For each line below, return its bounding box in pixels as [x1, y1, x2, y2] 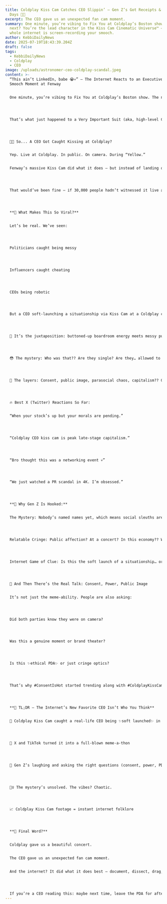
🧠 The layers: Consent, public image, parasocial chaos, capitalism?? [9, 378, 159, 383]
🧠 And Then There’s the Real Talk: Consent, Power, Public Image [9, 581, 148, 586]
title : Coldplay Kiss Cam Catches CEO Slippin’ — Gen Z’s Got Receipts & [5, 7, 162, 12]
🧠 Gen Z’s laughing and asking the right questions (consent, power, [9, 762, 157, 768]
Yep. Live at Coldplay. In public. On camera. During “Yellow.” [9, 153, 146, 158]
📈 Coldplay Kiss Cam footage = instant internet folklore [9, 807, 134, 812]
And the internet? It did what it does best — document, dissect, [9, 869, 150, 874]
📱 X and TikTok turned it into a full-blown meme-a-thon [9, 740, 130, 745]
